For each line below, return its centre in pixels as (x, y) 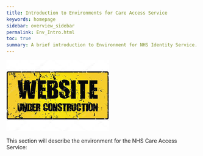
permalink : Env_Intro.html (41, 32)
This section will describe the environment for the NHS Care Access (92, 141)
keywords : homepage (31, 19)
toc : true (19, 39)
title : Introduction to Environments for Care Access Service (87, 13)
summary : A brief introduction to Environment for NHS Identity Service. (102, 45)
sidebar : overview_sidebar (41, 26)
